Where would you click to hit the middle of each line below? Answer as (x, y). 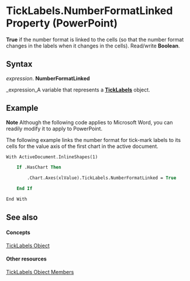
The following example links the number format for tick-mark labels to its (94, 140)
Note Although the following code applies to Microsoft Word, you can (89, 122)
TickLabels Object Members (40, 272)
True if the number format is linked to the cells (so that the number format (95, 39)
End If (25, 189)
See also (22, 217)
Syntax (19, 64)
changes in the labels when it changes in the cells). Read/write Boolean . (93, 46)
